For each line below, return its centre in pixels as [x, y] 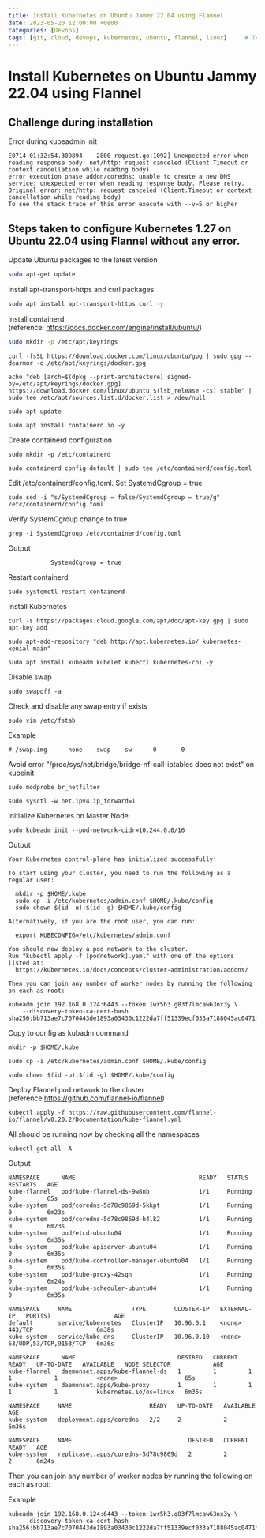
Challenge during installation [81, 122]
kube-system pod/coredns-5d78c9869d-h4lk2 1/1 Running [130, 1219]
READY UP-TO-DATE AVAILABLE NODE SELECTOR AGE [116, 1364]
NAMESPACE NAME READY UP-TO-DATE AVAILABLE [132, 1406]
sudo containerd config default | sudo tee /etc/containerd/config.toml [130, 468]
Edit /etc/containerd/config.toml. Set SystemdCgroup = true [105, 483]
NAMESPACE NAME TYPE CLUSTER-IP [109, 1309]
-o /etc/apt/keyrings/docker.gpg [91, 363]
